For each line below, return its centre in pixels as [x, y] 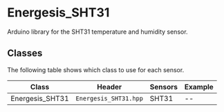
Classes [25, 53]
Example [199, 87]
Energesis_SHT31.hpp [110, 98]
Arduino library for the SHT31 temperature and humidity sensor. [97, 32]
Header [109, 87]
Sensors [164, 87]
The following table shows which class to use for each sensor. [96, 69]
